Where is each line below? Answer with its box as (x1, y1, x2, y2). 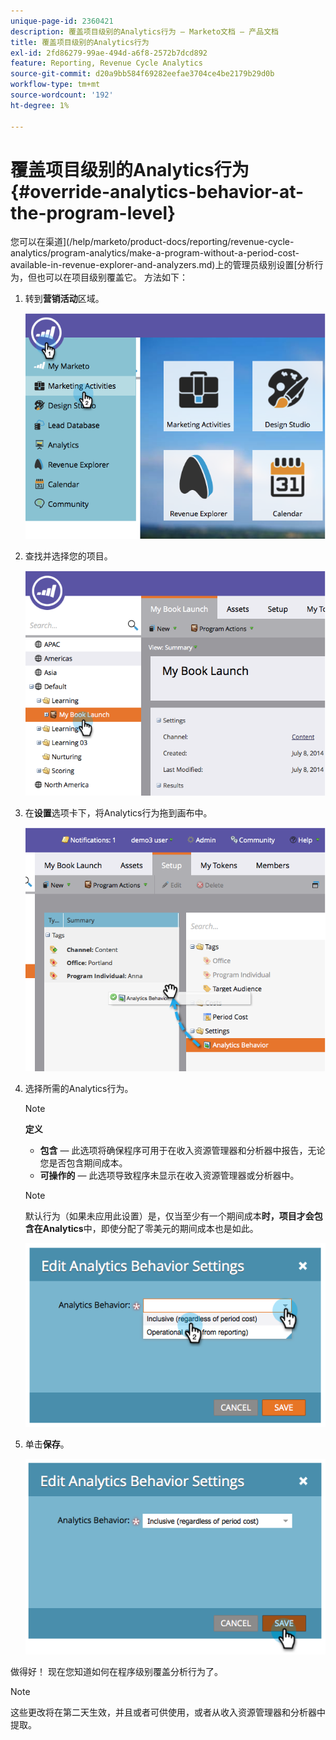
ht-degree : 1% (10, 100, 70, 110)
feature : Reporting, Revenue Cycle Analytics (10, 58, 203, 69)
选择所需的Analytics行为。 (24, 1083, 134, 1095)
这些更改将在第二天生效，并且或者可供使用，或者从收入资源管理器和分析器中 (10, 1706, 326, 1719)
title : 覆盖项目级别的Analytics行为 (10, 37, 150, 47)
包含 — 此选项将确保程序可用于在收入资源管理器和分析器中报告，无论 (39, 1145, 326, 1157)
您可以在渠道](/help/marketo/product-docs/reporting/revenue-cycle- (10, 236, 295, 248)
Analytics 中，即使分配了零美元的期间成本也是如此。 (42, 1223, 259, 1235)
